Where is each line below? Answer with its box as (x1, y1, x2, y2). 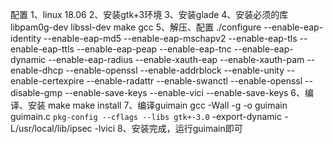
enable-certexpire (10, 75, 85, 87)
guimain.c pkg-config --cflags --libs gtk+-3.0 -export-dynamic (10, 111, 282, 122)
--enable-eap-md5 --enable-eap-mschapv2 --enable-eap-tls (43, 33, 298, 44)
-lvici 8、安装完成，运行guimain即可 (94, 123, 243, 134)
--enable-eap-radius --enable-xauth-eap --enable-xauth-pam (48, 54, 305, 65)
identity (10, 33, 42, 44)
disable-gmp (10, 87, 63, 98)
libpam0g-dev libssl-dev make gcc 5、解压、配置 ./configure (10, 21, 262, 33)
